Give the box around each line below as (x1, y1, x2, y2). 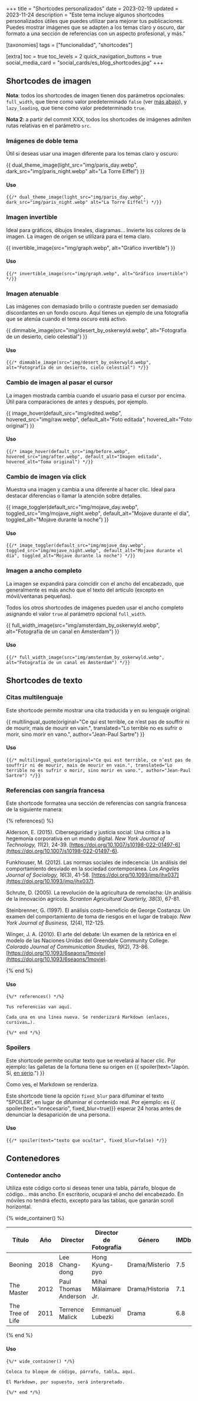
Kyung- (91, 1261, 114, 1269)
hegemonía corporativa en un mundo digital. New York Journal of (6, 835, 165, 842)
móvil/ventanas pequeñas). (6, 592, 72, 600)
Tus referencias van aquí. (6, 1004, 72, 1010)
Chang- (58, 1261, 81, 1269)
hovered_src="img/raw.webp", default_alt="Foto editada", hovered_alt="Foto (6, 415, 192, 423)
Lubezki (91, 1313, 114, 1321)
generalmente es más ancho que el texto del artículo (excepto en (6, 586, 164, 593)
